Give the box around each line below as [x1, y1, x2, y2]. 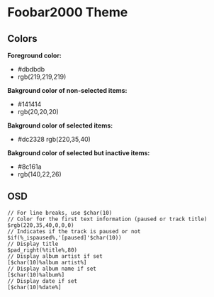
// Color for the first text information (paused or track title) [7, 215, 208, 223]
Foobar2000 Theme [7, 4, 128, 21]
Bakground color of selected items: [7, 121, 113, 130]
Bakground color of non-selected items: [7, 86, 128, 94]
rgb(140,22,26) [17, 170, 62, 178]
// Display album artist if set [7, 252, 103, 259]
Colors [7, 33, 38, 45]
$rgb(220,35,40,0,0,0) [7, 221, 74, 229]
